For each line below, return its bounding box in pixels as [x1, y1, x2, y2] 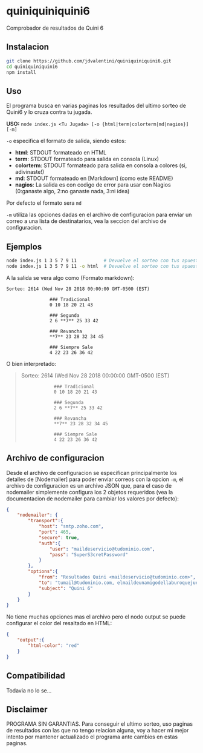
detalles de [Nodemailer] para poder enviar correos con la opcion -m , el [6, 476, 184, 483]
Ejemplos [6, 241, 42, 252]
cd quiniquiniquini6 [6, 64, 59, 70]
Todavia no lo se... [6, 686, 52, 694]
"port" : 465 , [38, 529, 71, 536]
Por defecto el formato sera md [6, 199, 82, 207]
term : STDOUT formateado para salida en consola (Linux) [14, 156, 159, 163]
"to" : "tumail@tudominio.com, [38, 580, 115, 586]
